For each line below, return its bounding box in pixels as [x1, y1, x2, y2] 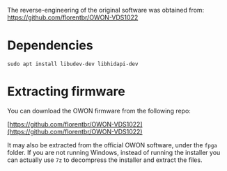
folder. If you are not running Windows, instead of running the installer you [7, 148, 221, 156]
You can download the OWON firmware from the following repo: [7, 106, 191, 115]
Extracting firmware [7, 83, 125, 99]
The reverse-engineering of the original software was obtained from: [7, 6, 205, 14]
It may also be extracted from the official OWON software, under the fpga [7, 140, 217, 149]
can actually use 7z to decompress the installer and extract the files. [7, 156, 203, 164]
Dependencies [7, 38, 93, 54]
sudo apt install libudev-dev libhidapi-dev [7, 60, 139, 67]
